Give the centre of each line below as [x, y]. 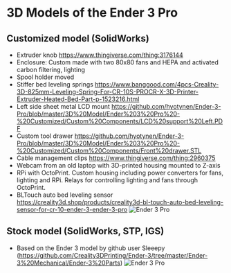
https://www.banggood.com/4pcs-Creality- [157, 84]
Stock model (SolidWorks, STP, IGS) [85, 231]
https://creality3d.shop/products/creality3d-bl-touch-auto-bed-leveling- [120, 202]
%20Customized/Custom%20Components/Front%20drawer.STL [109, 151]
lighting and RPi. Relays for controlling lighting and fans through [107, 180]
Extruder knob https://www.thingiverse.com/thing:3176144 [100, 55]
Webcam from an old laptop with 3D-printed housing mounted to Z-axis [118, 165]
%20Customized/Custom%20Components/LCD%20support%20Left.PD [119, 121]
